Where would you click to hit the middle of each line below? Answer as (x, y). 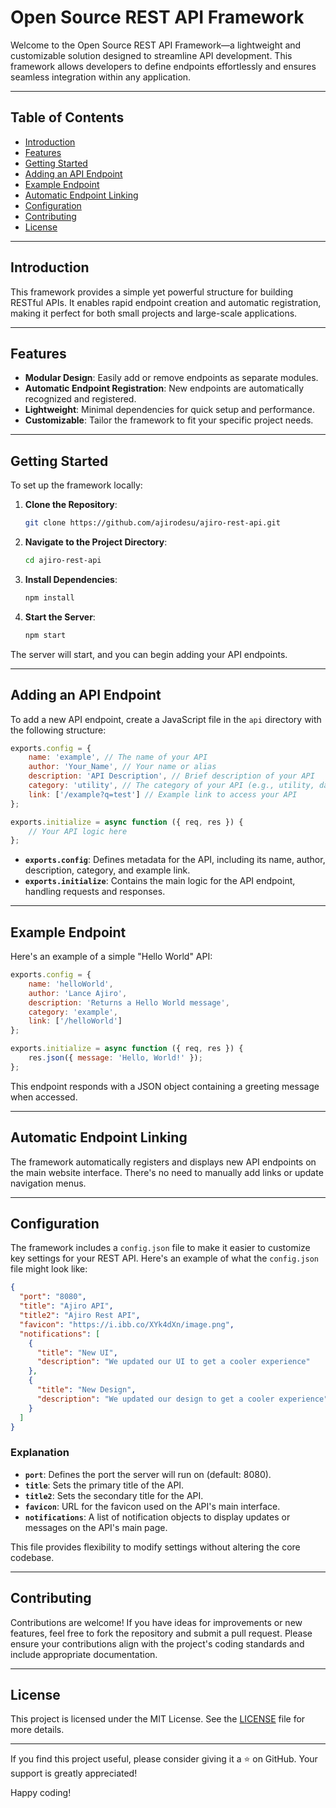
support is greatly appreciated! (74, 1773)
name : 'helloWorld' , (71, 984)
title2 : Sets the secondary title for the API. (114, 1495)
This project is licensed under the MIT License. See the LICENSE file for (158, 1719)
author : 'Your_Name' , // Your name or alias (122, 767)
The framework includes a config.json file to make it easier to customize (160, 1248)
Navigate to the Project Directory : (96, 542)
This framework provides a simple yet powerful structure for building (152, 292)
